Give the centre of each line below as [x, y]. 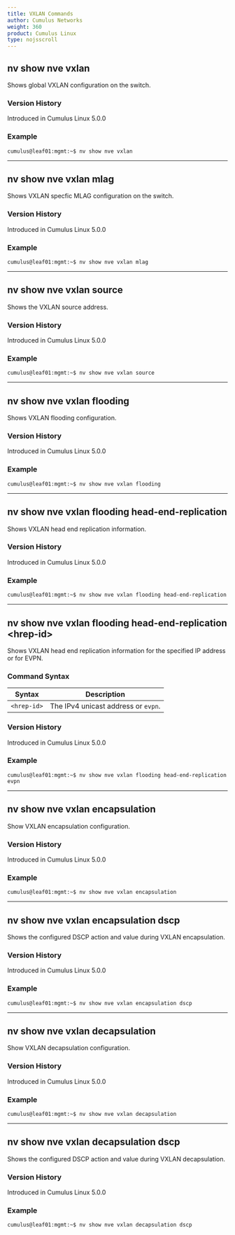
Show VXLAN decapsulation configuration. [69, 1048]
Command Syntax [38, 676]
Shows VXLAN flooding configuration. [62, 418]
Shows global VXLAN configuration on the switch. [79, 85]
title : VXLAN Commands [40, 14]
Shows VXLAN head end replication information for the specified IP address [116, 650]
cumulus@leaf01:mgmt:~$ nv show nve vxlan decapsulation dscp [100, 1225]
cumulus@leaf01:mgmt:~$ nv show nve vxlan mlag [78, 262]
